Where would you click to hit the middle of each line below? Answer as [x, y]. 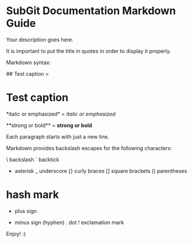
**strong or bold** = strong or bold [49, 125]
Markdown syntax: [29, 62]
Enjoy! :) [16, 234]
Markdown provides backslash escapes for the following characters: [89, 148]
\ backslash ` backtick [33, 159]
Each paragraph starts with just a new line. [58, 137]
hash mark [33, 195]
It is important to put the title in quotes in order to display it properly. [89, 51]
